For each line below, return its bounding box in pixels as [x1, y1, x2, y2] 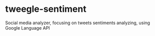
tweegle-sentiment [5, 3, 87, 15]
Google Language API [5, 25, 50, 31]
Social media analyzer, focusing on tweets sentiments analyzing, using [5, 20, 151, 26]
